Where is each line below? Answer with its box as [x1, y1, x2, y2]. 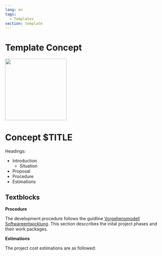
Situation [19, 163, 38, 169]
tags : [5, 12, 16, 17]
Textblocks [5, 193, 40, 201]
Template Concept [5, 42, 82, 53]
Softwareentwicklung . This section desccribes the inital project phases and [5, 221, 157, 226]
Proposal [12, 168, 30, 174]
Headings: [5, 148, 26, 154]
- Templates [9, 16, 34, 21]
